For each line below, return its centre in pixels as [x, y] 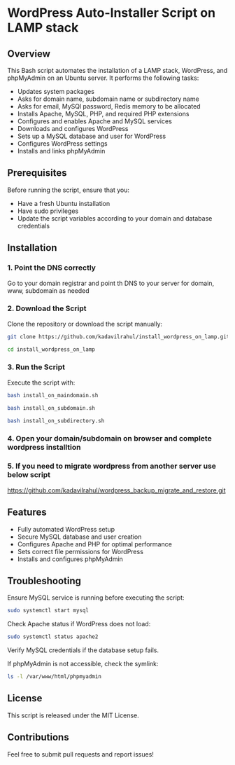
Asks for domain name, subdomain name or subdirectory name [108, 99]
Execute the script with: [41, 382]
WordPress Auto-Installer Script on [111, 13]
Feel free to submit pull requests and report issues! [80, 754]
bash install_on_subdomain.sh [51, 408]
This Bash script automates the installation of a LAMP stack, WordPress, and [117, 70]
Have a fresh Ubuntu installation [64, 203]
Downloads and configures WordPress [73, 129]
